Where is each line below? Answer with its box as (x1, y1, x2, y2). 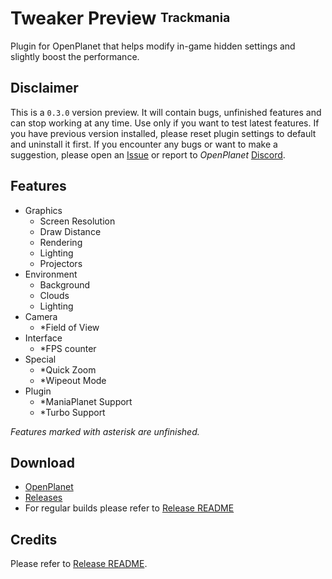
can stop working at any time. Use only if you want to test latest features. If (10, 117, 320, 129)
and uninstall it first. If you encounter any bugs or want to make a (10, 138, 278, 150)
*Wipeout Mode (39, 374, 107, 386)
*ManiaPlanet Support (39, 395, 133, 407)
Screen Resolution (39, 215, 116, 227)
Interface (24, 332, 63, 344)
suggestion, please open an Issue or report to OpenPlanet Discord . (10, 148, 286, 161)
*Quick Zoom (39, 363, 97, 376)
